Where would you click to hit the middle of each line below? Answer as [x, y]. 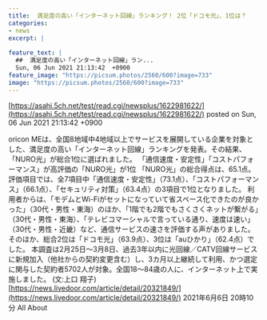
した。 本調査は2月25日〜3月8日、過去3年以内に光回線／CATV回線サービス [133, 249]
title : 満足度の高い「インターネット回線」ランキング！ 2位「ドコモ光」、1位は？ [128, 16]
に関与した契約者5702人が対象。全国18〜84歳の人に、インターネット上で [130, 269]
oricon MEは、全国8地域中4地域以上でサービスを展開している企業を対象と [131, 139]
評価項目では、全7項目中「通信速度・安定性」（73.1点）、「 [102, 179]
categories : [28, 23]
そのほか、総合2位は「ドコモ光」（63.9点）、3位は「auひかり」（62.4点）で [131, 239]
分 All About [28, 307]
